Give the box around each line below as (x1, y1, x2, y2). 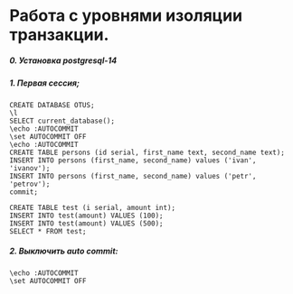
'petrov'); (9, 179, 51, 188)
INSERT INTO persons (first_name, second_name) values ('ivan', (9, 155, 257, 165)
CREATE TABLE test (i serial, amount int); (9, 203, 176, 212)
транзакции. (9, 24, 109, 45)
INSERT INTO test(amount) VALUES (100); (9, 211, 165, 220)
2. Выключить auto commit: (9, 245, 118, 257)
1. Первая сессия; (9, 78, 80, 88)
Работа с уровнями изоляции (9, 5, 242, 26)
